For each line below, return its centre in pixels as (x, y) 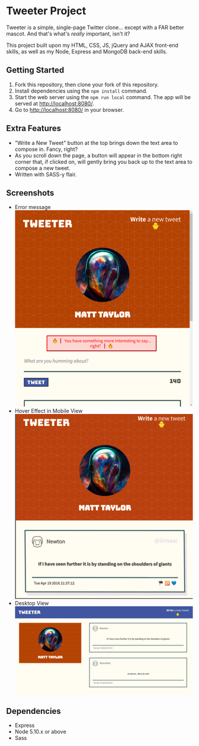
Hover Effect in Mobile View (49, 410)
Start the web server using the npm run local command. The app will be (103, 97)
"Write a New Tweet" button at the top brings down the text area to (96, 143)
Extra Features (34, 129)
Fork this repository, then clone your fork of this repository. (86, 84)
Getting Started (35, 70)
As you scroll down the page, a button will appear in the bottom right (98, 155)
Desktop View (32, 603)
